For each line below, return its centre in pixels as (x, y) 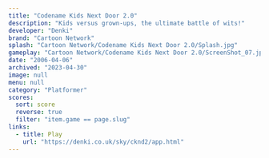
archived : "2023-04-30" (48, 68)
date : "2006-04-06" (41, 61)
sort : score (36, 105)
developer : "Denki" (41, 30)
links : (19, 127)
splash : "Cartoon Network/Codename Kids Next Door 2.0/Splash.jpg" (123, 45)
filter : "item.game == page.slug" (73, 120)
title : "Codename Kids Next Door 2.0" (73, 16)
